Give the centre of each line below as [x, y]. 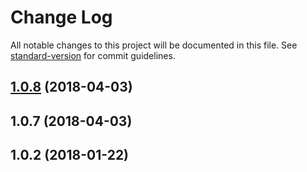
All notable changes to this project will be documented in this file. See [154, 45]
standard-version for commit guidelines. [93, 55]
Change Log [61, 17]
